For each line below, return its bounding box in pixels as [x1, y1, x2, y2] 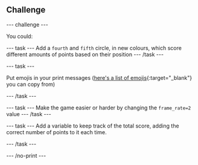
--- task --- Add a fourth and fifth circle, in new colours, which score [6, 44, 182, 51]
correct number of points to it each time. [6, 128, 107, 135]
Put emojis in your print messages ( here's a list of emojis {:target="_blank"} [6, 74, 192, 81]
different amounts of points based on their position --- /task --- [6, 51, 164, 58]
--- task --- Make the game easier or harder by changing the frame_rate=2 [6, 104, 191, 111]
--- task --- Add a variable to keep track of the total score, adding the [6, 122, 179, 129]
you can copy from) [6, 80, 56, 88]
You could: [6, 33, 33, 40]
